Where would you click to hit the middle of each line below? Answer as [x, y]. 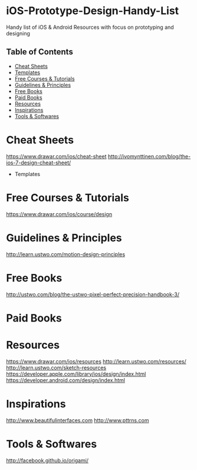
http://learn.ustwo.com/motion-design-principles [66, 254]
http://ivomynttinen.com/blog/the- [149, 156]
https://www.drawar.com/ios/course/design [59, 214]
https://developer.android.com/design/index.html [66, 380]
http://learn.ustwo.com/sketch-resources [56, 368]
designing [18, 33]
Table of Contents [40, 52]
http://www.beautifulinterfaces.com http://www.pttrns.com [78, 420]
